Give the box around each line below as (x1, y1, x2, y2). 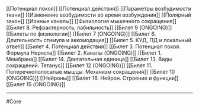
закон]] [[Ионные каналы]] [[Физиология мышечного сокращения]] (6, 18, 176, 24)
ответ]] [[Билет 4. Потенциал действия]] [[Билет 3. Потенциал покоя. (6, 43, 181, 50)
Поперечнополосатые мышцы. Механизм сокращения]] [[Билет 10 (6, 68, 175, 75)
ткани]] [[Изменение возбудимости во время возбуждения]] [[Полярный (6, 11, 191, 18)
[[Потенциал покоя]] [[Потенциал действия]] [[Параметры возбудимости (6, 5, 191, 12)
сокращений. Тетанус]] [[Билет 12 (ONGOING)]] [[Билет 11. (6, 62, 153, 69)
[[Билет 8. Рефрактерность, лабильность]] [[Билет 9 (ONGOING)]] (6, 24, 172, 31)
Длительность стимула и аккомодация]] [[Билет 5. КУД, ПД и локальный (6, 37, 191, 43)
